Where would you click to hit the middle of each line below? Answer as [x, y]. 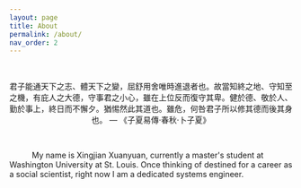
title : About [34, 26]
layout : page [34, 17]
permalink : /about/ [46, 34]
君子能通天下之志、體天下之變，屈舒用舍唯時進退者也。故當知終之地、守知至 [151, 87]
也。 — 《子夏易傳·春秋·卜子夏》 [151, 120]
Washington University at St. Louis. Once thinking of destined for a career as [151, 165]
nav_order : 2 [34, 43]
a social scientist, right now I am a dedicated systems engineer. [127, 175]
